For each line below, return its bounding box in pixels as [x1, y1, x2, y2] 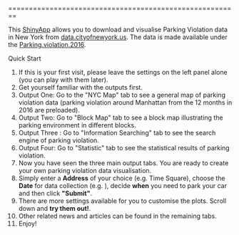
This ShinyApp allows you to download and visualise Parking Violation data [8, 26, 228, 33]
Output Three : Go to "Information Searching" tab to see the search [18, 129, 216, 137]
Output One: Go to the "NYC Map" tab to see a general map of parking [18, 90, 225, 99]
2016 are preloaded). [18, 106, 81, 114]
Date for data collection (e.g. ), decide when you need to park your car [18, 182, 228, 189]
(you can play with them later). [18, 75, 108, 84]
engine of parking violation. [18, 136, 99, 145]
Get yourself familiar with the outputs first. [18, 83, 143, 91]
